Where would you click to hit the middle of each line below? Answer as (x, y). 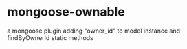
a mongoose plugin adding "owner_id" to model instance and (94, 31)
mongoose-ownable (66, 12)
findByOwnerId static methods (51, 37)
